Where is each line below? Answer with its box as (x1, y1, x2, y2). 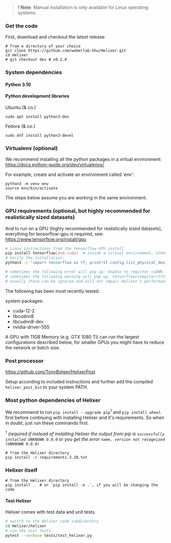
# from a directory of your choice (5, 44, 81, 49)
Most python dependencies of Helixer (5, 397, 101, 404)
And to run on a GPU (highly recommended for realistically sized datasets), (5, 225, 162, 231)
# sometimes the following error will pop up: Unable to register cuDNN (5, 269, 163, 275)
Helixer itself (5, 466, 38, 473)
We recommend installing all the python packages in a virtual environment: (5, 156, 162, 162)
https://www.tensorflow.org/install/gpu (5, 236, 87, 242)
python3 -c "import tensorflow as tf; (5, 260, 88, 265)
